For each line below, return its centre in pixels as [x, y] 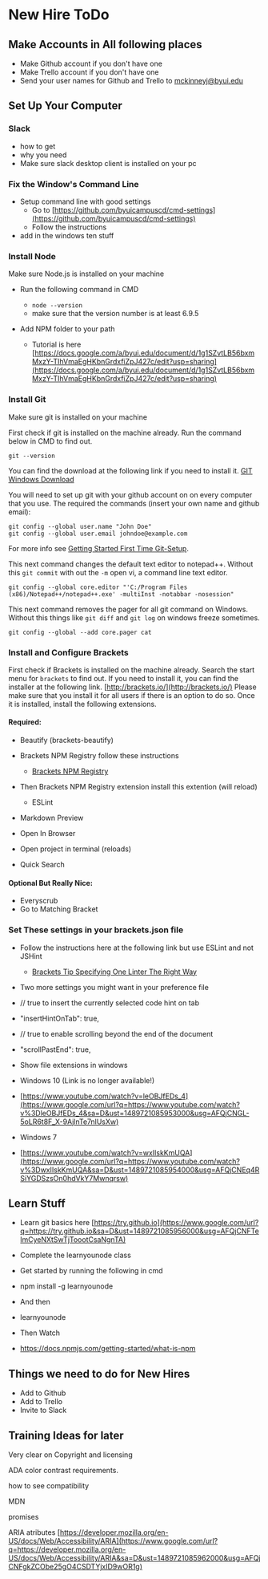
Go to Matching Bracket [59, 909]
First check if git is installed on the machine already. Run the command [125, 432]
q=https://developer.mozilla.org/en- [67, 1549]
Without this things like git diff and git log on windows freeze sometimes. [134, 617]
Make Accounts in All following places [105, 45]
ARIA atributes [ [34, 1532]
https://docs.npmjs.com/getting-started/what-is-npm [108, 1349]
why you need [43, 155]
